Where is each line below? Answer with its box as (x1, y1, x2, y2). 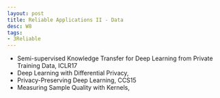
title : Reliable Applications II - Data (7, 16, 124, 23)
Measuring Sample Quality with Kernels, (16, 84, 130, 92)
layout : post (7, 10, 44, 17)
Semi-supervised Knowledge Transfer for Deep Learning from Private (16, 54, 213, 62)
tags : (7, 29, 23, 36)
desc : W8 (7, 23, 32, 29)
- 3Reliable (7, 36, 41, 42)
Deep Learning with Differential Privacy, (16, 69, 129, 77)
